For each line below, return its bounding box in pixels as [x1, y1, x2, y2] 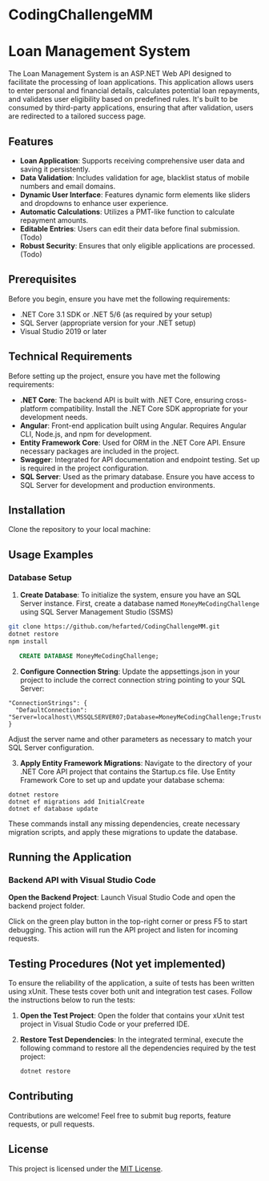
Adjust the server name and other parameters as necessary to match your [8, 734, 252, 744]
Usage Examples [8, 547, 94, 562]
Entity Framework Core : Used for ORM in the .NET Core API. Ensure [19, 437, 246, 447]
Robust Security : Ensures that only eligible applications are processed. [19, 240, 255, 250]
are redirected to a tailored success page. [8, 111, 147, 121]
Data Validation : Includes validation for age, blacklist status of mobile [19, 172, 250, 182]
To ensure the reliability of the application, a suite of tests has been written [8, 978, 255, 988]
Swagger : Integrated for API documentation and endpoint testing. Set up [19, 454, 260, 464]
